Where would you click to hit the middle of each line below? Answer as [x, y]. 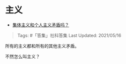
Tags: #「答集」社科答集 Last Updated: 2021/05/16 [69, 35]
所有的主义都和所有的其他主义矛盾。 [42, 46]
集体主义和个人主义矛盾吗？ [41, 25]
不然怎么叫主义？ [23, 56]
